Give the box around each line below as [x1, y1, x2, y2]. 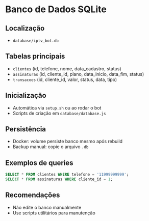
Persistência [5, 125, 46, 133]
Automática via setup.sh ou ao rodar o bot [12, 104, 102, 110]
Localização [5, 24, 45, 33]
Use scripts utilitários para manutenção [12, 210, 95, 216]
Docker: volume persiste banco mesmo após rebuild [12, 139, 122, 145]
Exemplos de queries [5, 158, 73, 167]
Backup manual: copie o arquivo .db [12, 144, 89, 150]
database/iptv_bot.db [12, 38, 59, 43]
